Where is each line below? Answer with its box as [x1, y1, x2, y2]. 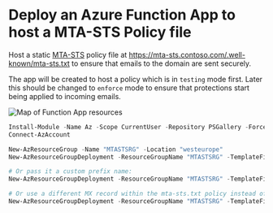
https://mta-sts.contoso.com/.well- [128, 50, 246, 59]
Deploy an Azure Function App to [8, 6, 236, 24]
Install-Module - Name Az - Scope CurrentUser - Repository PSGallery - [8, 123, 249, 131]
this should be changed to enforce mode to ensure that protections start [8, 83, 250, 93]
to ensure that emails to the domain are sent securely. [71, 59, 252, 68]
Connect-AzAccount [8, 130, 71, 139]
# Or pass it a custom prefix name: [8, 167, 132, 176]
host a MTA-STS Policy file [8, 23, 192, 41]
